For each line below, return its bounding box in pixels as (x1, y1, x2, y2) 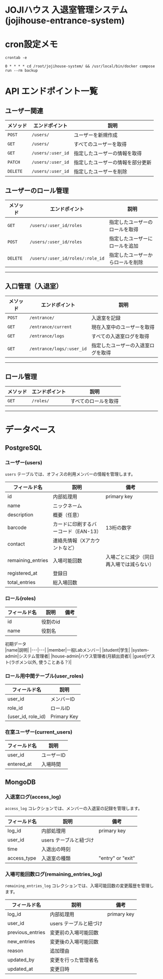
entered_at (7, 761, 32, 768)
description (7, 511, 33, 518)
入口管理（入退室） (5, 282, 63, 290)
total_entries (7, 579, 35, 586)
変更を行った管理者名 (50, 957, 99, 963)
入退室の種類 (41, 855, 71, 862)
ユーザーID (41, 752, 66, 759)
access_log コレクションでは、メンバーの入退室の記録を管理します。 (5, 806, 143, 811)
